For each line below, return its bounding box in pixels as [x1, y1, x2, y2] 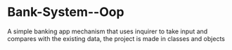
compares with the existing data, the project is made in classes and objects [7, 34, 225, 42]
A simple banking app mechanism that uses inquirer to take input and [7, 27, 208, 35]
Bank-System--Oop [7, 4, 124, 20]
